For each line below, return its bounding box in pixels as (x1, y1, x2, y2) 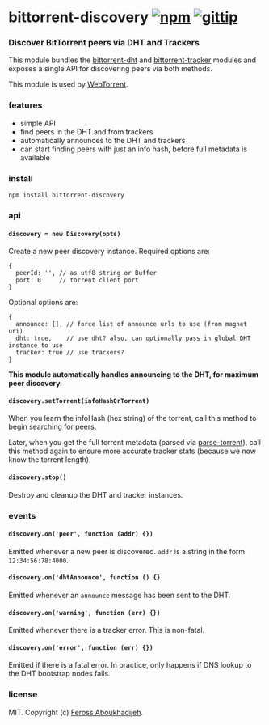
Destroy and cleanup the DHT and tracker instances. (8, 490, 183, 499)
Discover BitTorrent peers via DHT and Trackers (8, 37, 200, 49)
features (8, 100, 43, 111)
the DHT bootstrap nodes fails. (8, 668, 111, 679)
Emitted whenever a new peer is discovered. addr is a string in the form (8, 546, 246, 556)
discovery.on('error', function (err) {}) (8, 643, 153, 651)
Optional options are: (8, 298, 78, 307)
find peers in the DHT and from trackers (19, 126, 153, 137)
